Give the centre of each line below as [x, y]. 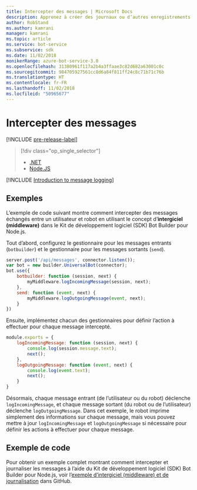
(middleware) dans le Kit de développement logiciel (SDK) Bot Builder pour [97, 225]
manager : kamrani [27, 34]
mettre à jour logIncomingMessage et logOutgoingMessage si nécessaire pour [96, 423]
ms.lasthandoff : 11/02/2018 [41, 88]
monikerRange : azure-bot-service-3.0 [52, 61]
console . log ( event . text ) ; [59, 370]
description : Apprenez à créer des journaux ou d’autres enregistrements [98, 17]
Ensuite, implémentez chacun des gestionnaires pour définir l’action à [90, 320]
